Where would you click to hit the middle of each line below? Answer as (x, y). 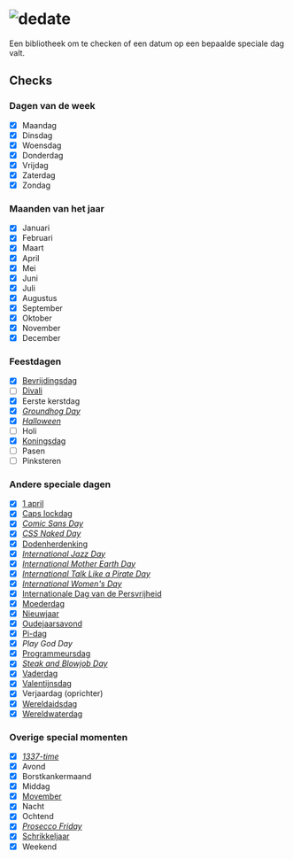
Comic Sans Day (53, 523)
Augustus (39, 298)
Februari (37, 238)
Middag (36, 786)
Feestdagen (35, 361)
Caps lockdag (47, 514)
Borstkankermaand (57, 777)
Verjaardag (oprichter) (62, 693)
